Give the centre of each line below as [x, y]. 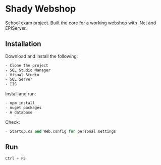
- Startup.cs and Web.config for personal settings [61, 131]
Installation [23, 44]
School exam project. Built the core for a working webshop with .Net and [81, 23]
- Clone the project [27, 65]
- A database [19, 112]
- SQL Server [19, 79]
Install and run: [21, 94]
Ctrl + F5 [16, 159]
